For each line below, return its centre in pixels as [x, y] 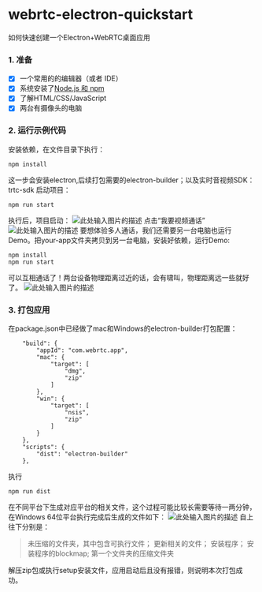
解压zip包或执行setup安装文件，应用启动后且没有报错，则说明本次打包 [122, 571]
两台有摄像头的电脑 [51, 108]
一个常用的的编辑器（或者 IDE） [71, 79]
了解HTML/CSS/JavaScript [63, 98]
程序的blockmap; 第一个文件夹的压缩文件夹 [104, 553]
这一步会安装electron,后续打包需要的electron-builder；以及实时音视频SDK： [131, 180]
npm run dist [30, 492]
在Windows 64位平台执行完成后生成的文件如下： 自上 [131, 517]
